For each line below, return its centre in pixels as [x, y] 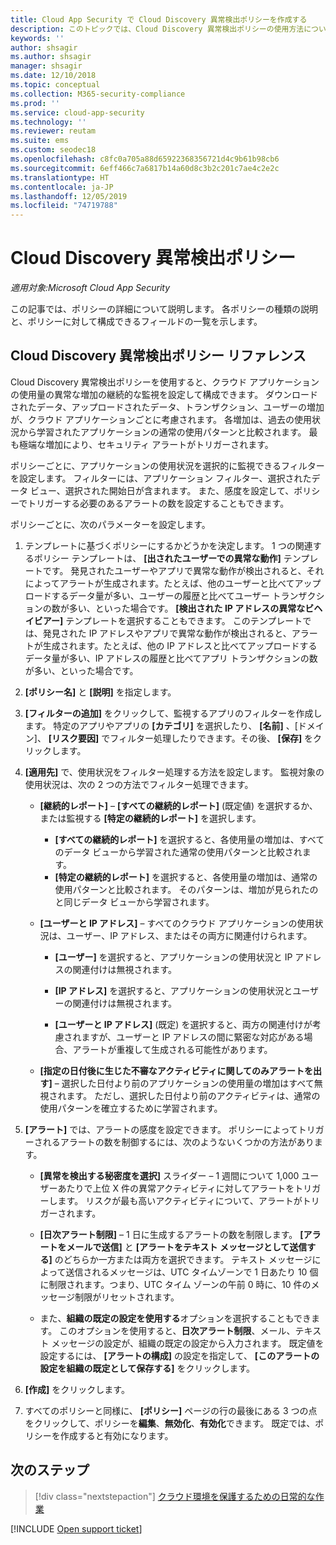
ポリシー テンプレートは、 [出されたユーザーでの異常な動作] [157, 558]
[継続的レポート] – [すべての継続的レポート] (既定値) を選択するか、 [178, 805]
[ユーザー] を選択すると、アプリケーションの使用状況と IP [173, 957]
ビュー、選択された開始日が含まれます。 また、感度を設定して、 [162, 490]
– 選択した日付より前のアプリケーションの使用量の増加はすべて [184, 1083]
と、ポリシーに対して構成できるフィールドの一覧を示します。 [136, 322]
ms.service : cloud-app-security [77, 112]
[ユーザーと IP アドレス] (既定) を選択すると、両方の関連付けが [183, 1024]
